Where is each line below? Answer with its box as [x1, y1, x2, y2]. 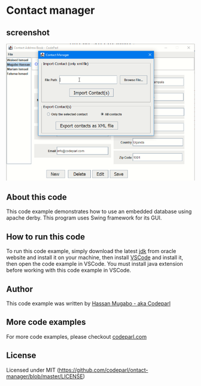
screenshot [6, 28, 50, 38]
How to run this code [6, 232, 86, 242]
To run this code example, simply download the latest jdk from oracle [6, 248, 176, 255]
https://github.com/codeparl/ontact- [59, 366, 148, 373]
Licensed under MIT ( [6, 366, 59, 373]
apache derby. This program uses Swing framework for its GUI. [6, 214, 162, 221]
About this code [6, 192, 67, 202]
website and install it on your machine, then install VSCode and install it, [6, 254, 184, 261]
